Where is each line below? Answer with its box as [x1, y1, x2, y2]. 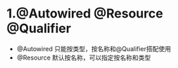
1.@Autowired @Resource [6, 6, 163, 22]
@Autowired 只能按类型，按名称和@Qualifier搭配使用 [16, 44, 172, 53]
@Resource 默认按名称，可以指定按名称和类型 [16, 53, 151, 62]
